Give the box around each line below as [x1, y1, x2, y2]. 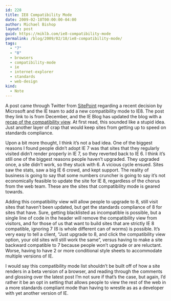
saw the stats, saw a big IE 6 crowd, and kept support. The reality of [5, 167, 149, 173]
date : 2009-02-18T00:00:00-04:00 [5, 17, 77, 22]
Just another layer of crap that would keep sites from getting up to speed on [5, 124, 166, 131]
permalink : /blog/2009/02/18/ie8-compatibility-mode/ [5, 36, 123, 41]
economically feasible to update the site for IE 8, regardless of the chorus [5, 178, 160, 184]
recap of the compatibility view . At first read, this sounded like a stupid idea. [5, 119, 165, 125]
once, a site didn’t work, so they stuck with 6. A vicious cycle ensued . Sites [5, 161, 164, 167]
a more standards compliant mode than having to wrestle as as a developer [5, 285, 164, 291]
